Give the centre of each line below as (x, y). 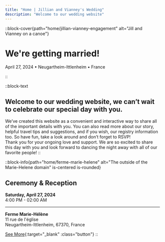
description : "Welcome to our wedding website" (55, 14)
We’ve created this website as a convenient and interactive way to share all (81, 121)
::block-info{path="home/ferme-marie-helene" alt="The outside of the (76, 162)
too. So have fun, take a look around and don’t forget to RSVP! (68, 137)
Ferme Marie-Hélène (27, 214)
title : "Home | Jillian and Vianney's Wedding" (55, 10)
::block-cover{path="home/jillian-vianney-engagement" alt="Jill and (74, 28)
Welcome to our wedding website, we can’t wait (80, 102)
